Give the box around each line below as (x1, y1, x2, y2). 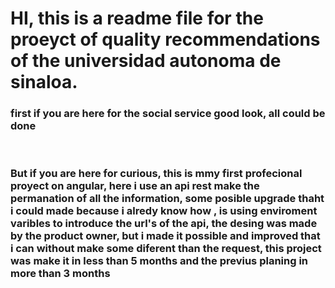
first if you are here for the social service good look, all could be (10, 107, 326, 121)
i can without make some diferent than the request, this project (10, 242, 322, 256)
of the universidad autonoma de (10, 50, 282, 72)
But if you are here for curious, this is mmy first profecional (10, 167, 303, 181)
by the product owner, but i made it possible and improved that (10, 229, 321, 243)
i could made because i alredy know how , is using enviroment (10, 204, 318, 218)
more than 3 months (10, 267, 111, 281)
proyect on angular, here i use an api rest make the (10, 179, 260, 193)
